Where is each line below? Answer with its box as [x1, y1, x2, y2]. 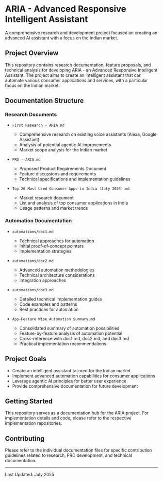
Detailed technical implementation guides [19, 296, 102, 302]
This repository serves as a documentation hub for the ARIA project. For [5, 410, 149, 416]
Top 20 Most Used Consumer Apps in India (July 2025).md [12, 186, 130, 191]
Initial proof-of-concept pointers [19, 243, 84, 249]
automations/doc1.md [12, 229, 54, 234]
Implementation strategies [19, 248, 72, 254]
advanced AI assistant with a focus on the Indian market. [5, 35, 118, 41]
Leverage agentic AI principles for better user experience [12, 378, 127, 384]
